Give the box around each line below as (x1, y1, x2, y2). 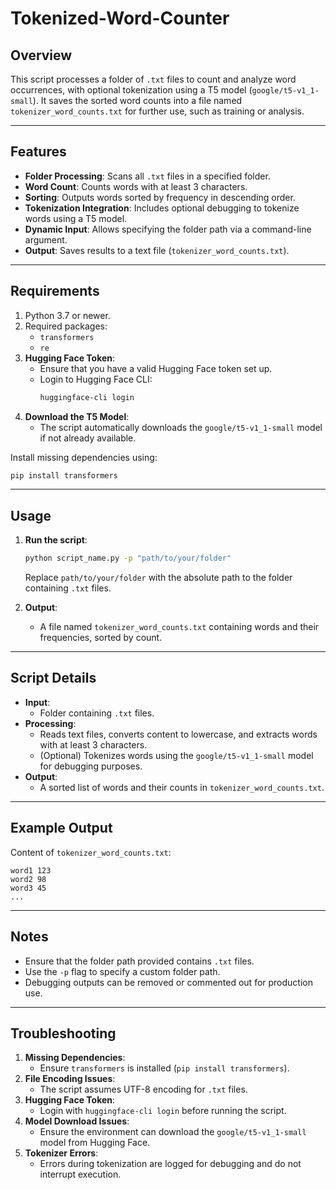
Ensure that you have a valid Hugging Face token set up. (39, 362, 273, 374)
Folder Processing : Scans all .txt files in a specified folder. (24, 170, 271, 182)
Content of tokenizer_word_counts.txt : (10, 846, 172, 858)
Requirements (10, 283, 100, 300)
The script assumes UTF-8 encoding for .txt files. (39, 1083, 248, 1096)
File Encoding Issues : (24, 1073, 116, 1085)
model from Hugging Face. (39, 1137, 151, 1149)
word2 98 (10, 874, 47, 884)
